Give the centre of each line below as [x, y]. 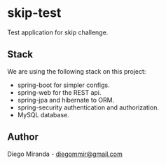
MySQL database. [43, 114]
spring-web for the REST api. [59, 92]
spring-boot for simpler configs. [63, 85]
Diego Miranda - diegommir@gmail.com [65, 154]
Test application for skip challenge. [58, 32]
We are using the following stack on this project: [77, 71]
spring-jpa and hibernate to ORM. [66, 100]
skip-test [34, 13]
